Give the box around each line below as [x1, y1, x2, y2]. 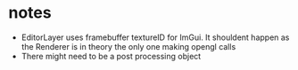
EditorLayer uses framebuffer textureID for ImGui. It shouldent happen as [21, 32, 290, 43]
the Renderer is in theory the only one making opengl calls [21, 41, 236, 51]
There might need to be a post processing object [21, 51, 202, 61]
